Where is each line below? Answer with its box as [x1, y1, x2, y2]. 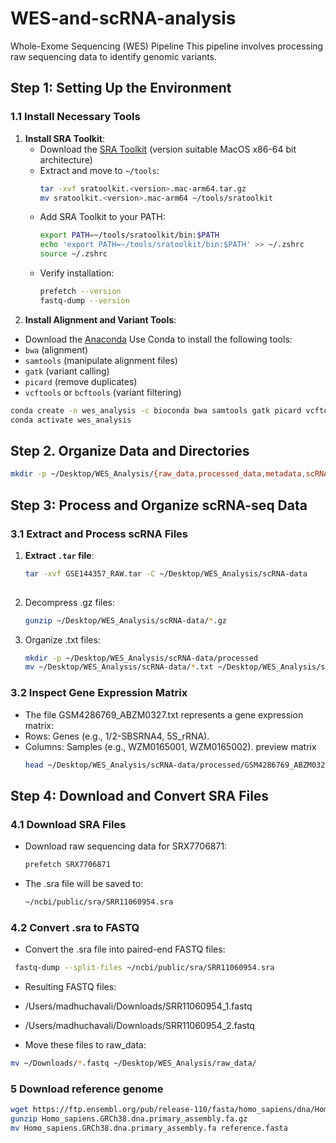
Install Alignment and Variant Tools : [24, 313, 177, 326]
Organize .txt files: [24, 633, 101, 646]
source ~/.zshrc [39, 249, 108, 259]
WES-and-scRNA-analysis [10, 7, 237, 30]
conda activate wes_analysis [10, 415, 132, 425]
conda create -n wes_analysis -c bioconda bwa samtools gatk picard [10, 405, 302, 416]
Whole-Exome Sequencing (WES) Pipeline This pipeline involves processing [10, 40, 324, 52]
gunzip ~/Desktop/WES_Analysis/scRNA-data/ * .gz [24, 615, 227, 626]
